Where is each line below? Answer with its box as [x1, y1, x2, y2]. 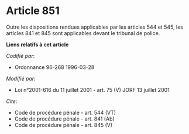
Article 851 [6, 4, 60, 18]
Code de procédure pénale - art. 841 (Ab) [14, 115, 115, 122]
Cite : [6, 98, 18, 105]
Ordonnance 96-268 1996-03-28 [14, 63, 95, 71]
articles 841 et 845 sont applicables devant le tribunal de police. [6, 29, 160, 36]
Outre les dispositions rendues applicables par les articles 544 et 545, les [6, 23, 183, 30]
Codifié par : [6, 52, 35, 59]
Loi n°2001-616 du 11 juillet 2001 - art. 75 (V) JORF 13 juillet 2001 [14, 86, 170, 93]
